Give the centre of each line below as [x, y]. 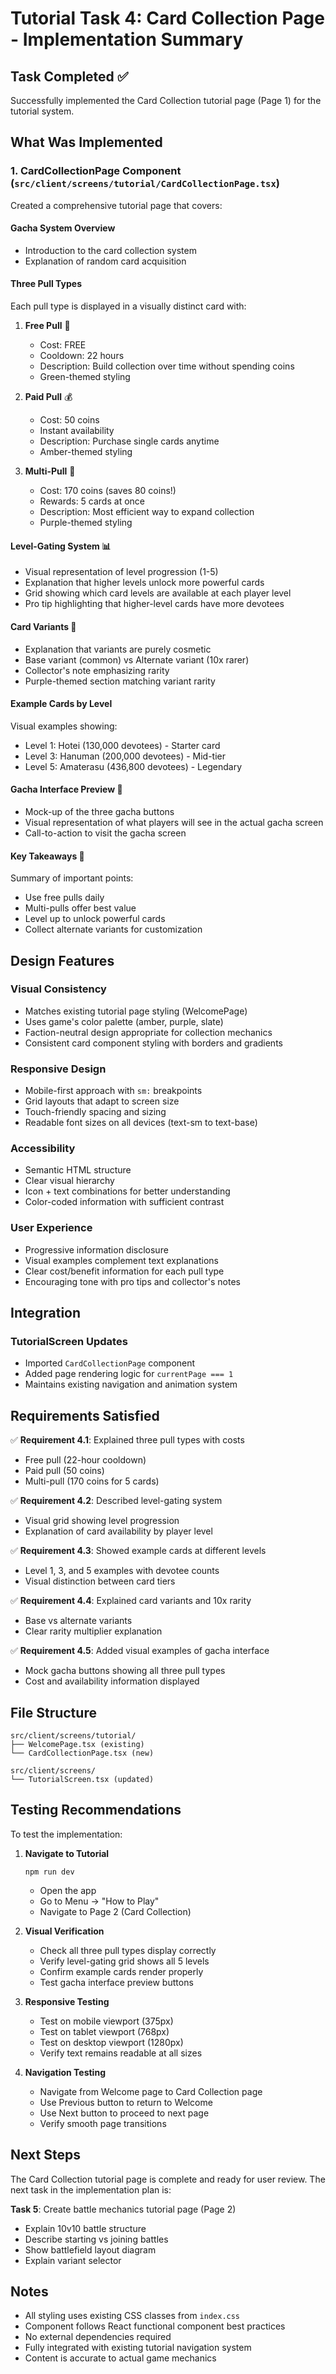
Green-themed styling [85, 377]
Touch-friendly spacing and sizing [95, 1112]
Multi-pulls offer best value [80, 908]
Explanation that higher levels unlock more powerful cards [144, 583]
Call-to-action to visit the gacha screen [105, 833]
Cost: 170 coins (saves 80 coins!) [108, 491]
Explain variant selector [73, 2260]
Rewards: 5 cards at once [92, 501]
